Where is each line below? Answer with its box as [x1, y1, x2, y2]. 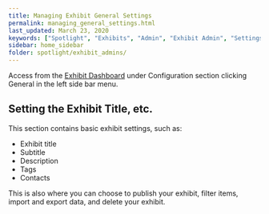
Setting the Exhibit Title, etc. [8, 102, 154, 116]
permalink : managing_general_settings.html [8, 19, 156, 27]
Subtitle [19, 147, 46, 157]
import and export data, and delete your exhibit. [8, 196, 166, 206]
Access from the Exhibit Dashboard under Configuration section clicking [8, 71, 247, 80]
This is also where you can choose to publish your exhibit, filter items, [8, 188, 239, 198]
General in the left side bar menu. [8, 79, 118, 89]
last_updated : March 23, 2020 [8, 26, 110, 34]
